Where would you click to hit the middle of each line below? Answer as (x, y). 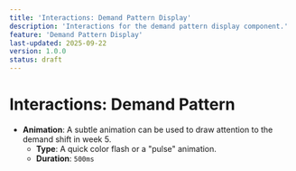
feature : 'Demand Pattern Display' (76, 34)
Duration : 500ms (65, 158)
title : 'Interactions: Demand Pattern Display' (101, 18)
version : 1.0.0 (38, 52)
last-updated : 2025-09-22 (58, 43)
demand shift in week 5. (67, 139)
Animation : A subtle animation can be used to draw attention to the (148, 129)
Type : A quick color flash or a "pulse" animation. (126, 148)
